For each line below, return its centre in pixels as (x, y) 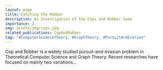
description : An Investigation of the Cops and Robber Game (69, 19)
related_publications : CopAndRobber (43, 33)
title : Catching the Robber (34, 14)
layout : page (19, 10)
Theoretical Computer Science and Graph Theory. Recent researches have (81, 57)
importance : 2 (20, 24)
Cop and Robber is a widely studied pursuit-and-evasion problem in (75, 51)
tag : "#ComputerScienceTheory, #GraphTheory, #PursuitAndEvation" (75, 38)
